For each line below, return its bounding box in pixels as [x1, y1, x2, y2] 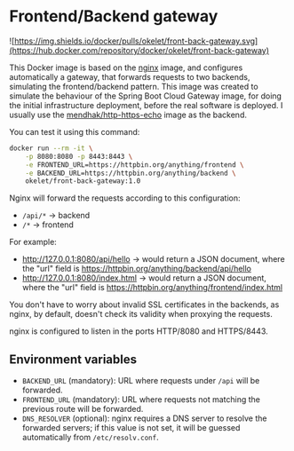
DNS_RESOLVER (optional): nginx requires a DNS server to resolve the [21, 413, 267, 423]
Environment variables [9, 352, 138, 367]
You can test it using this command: [9, 126, 140, 137]
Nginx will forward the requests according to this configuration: [9, 193, 241, 203]
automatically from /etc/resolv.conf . [21, 432, 159, 443]
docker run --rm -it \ [9, 144, 93, 153]
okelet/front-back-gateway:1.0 [25, 177, 141, 186]
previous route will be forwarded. [21, 404, 144, 415]
